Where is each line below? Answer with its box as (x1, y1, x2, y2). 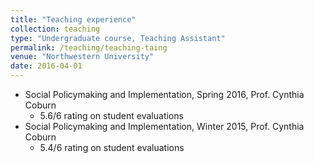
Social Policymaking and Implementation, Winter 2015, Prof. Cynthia (24, 121, 305, 132)
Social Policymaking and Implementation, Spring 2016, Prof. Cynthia (24, 89, 305, 100)
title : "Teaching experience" (10, 14, 137, 25)
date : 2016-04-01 (10, 61, 83, 71)
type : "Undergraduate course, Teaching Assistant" (10, 33, 226, 43)
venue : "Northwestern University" (10, 52, 155, 62)
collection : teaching (10, 24, 101, 34)
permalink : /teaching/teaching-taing (10, 42, 168, 53)
